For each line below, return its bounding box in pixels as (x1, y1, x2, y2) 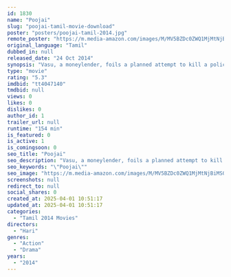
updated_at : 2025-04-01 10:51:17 (7, 202, 103, 209)
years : (7, 253, 26, 260)
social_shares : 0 (7, 189, 57, 196)
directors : (7, 221, 38, 228)
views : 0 (7, 93, 32, 100)
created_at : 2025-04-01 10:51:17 (7, 195, 103, 203)
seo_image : (7, 170, 38, 177)
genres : (7, 234, 30, 241)
